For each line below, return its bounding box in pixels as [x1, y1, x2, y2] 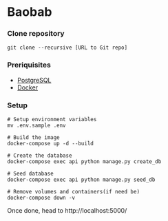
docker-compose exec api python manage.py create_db [7, 158, 162, 165]
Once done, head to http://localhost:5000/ [7, 207, 127, 215]
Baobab [7, 4, 52, 20]
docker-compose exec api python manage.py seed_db [7, 176, 156, 183]
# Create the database [7, 152, 72, 159]
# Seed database [7, 170, 54, 178]
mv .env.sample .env [7, 122, 67, 129]
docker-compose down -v [7, 194, 76, 202]
